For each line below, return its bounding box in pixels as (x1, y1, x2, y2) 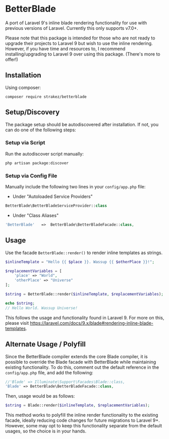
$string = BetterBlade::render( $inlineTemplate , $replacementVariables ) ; (5, 291, 164, 297)
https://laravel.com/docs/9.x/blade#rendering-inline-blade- (30, 320, 154, 326)
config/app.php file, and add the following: (5, 369, 93, 375)
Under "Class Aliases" (12, 213, 59, 219)
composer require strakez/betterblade (5, 94, 87, 99)
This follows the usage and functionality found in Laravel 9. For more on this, (5, 314, 164, 321)
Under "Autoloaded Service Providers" (12, 193, 93, 200)
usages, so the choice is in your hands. (5, 428, 87, 434)
